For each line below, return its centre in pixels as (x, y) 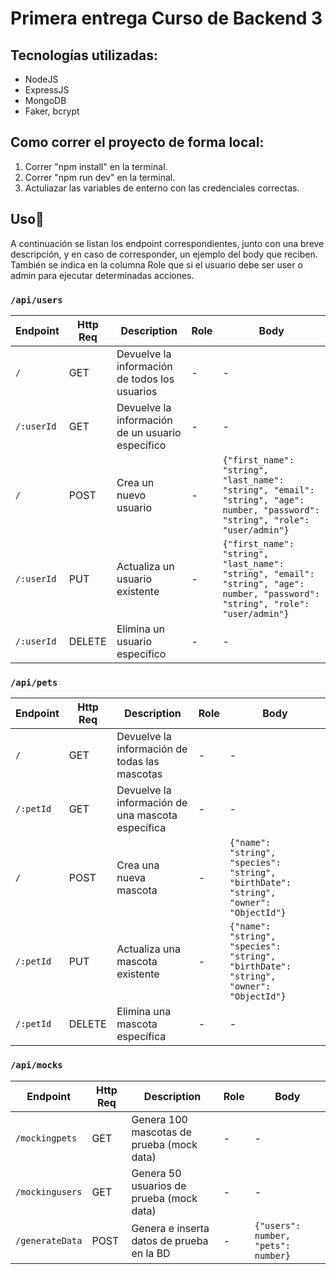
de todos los (145, 379)
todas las (138, 762)
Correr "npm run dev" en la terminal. (100, 177)
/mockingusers (49, 1191)
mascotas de (161, 1132)
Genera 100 (159, 1119)
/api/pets (34, 682)
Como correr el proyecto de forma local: (137, 142)
